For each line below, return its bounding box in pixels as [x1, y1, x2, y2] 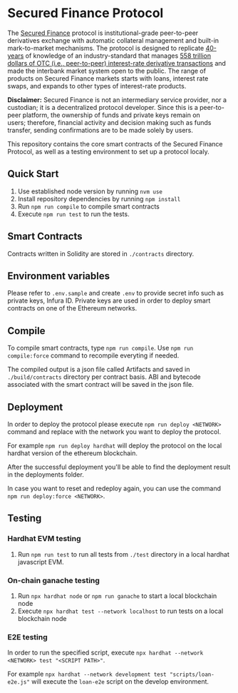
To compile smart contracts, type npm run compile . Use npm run [7, 344, 194, 353]
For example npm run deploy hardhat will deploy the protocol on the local [7, 441, 222, 450]
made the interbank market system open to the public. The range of [7, 66, 207, 75]
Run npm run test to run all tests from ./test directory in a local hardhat [17, 550, 230, 558]
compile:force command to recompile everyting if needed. [7, 351, 180, 360]
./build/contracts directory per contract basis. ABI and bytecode [7, 373, 201, 381]
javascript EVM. [17, 557, 64, 566]
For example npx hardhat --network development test [7, 669, 167, 679]
